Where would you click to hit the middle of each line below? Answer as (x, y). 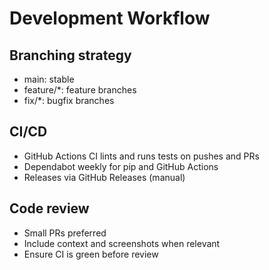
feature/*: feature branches (80, 90)
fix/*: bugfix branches (69, 100)
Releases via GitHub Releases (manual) (104, 177)
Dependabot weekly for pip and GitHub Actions (121, 166)
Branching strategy (70, 55)
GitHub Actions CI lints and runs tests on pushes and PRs (141, 156)
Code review (49, 208)
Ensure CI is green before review (91, 254)
